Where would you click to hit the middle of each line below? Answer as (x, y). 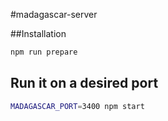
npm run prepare (44, 52)
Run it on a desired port (84, 83)
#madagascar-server (54, 14)
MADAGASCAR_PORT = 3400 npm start (77, 106)
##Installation (38, 33)
